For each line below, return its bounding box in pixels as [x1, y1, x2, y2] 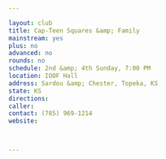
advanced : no [8, 49, 53, 58]
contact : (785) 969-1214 [8, 110, 93, 118]
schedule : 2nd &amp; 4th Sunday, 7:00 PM [8, 64, 151, 73]
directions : [8, 94, 49, 102]
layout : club [8, 19, 53, 27]
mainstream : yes [8, 34, 63, 42]
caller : [8, 102, 35, 110]
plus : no [8, 41, 38, 49]
